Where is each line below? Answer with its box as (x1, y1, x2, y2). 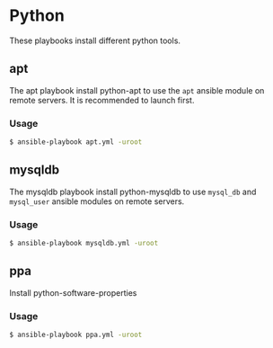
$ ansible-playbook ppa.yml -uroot (9, 330, 143, 340)
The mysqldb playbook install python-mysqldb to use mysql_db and (9, 186, 257, 197)
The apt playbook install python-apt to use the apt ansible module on (9, 85, 265, 95)
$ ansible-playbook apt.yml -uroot (9, 138, 143, 147)
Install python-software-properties (9, 287, 137, 298)
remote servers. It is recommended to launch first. (9, 94, 195, 105)
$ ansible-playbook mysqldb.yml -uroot (9, 239, 159, 248)
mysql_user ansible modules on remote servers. (9, 195, 185, 207)
